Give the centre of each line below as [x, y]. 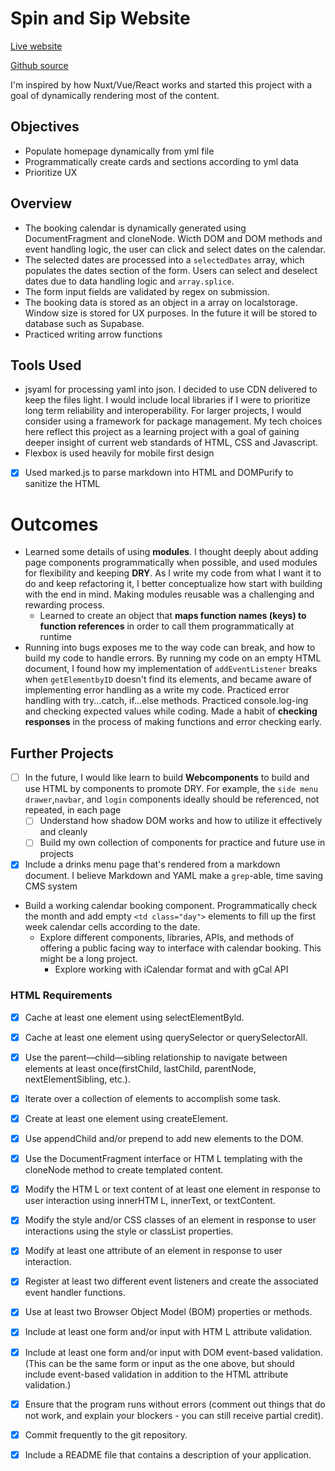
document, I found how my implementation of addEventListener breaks [171, 669]
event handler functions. [75, 1293]
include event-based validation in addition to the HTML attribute [156, 1374]
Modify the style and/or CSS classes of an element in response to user [170, 1220]
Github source [39, 65]
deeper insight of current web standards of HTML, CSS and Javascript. [171, 443]
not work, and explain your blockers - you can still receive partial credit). [174, 1415]
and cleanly [63, 832]
